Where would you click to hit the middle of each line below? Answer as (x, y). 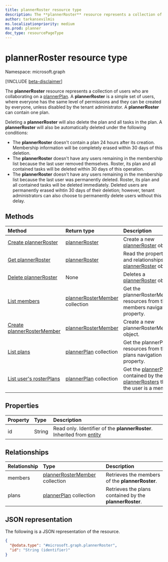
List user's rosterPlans (34, 378)
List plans (19, 352)
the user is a (138, 388)
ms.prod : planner (23, 29)
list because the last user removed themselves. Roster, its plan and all (84, 164)
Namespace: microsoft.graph (35, 72)
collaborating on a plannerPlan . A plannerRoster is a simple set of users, (80, 96)
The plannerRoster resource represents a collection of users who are (77, 91)
